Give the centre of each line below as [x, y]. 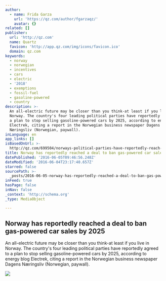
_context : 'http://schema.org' [37, 194]
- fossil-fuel [24, 93]
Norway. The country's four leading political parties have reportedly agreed [82, 248]
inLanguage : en [21, 135]
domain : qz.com [25, 51]
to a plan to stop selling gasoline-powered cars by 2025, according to [76, 254]
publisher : [16, 33]
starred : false [21, 167]
